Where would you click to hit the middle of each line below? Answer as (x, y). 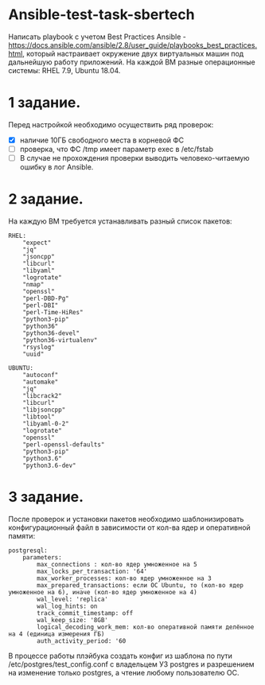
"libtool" (39, 417)
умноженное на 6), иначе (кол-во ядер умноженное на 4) (103, 592)
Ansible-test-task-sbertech (101, 15)
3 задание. (46, 497)
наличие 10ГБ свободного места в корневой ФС (102, 140)
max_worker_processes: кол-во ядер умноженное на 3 (125, 578)
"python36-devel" (51, 333)
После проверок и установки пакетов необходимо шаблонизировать (126, 519)
